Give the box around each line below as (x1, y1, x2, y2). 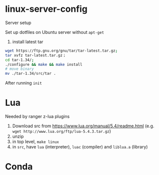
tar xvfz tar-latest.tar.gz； (5, 53, 66, 58)
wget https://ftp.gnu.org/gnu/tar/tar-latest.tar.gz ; (5, 48, 118, 53)
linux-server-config (5, 3, 88, 15)
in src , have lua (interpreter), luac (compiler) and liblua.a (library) (12, 144, 148, 150)
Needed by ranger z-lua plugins (5, 114, 70, 119)
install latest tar (12, 38, 43, 45)
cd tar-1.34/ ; (5, 58, 34, 62)
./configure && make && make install (5, 62, 83, 67)
